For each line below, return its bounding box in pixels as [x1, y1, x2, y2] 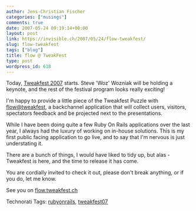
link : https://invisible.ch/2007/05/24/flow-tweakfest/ [6, 36, 146, 42]
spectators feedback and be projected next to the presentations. [6, 110, 163, 117]
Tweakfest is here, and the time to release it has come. [6, 157, 139, 165]
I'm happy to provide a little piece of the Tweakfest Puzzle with [6, 97, 159, 104]
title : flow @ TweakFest [6, 52, 67, 58]
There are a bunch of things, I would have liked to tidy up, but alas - [6, 151, 170, 159]
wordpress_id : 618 [6, 63, 51, 70]
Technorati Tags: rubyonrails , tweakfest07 [6, 198, 108, 205]
